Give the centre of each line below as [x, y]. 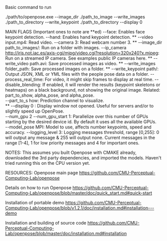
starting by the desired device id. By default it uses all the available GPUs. [81, 122]
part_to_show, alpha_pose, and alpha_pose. [50, 95]
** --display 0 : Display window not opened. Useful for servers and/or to [79, 106]
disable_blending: [23, 85]
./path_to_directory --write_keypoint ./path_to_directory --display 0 [74, 22]
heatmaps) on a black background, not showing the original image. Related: [83, 90]
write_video [17, 63]
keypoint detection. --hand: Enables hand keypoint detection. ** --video [79, 37]
